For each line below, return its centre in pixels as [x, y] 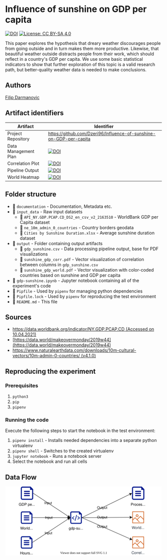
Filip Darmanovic [22, 97]
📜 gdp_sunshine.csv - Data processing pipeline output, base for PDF [89, 249]
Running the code [27, 420]
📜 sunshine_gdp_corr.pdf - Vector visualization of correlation [82, 259]
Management [21, 151]
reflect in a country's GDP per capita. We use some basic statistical [74, 59]
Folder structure [31, 195]
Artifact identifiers [35, 113]
